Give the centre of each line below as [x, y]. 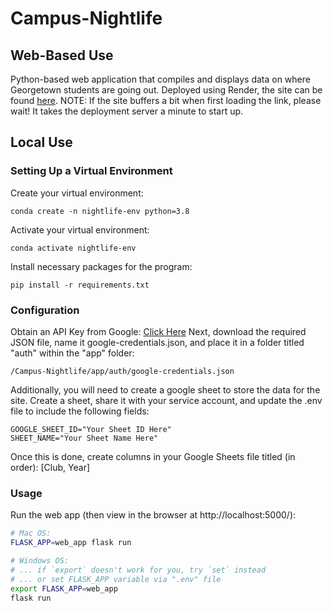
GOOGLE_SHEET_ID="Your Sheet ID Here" [91, 429]
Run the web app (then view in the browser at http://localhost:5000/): [153, 515]
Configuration [45, 310]
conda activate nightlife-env [73, 248]
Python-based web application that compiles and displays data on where [160, 79]
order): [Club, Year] [50, 467]
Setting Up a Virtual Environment [91, 171]
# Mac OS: [31, 533]
